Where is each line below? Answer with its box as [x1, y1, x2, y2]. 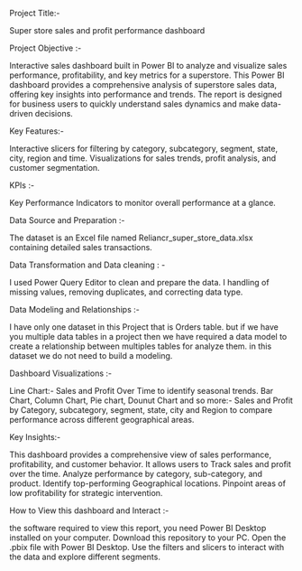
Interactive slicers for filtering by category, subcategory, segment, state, [9, 144, 278, 154]
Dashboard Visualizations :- [9, 368, 113, 379]
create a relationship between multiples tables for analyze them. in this [9, 341, 272, 351]
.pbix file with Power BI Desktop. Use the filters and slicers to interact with [9, 542, 285, 552]
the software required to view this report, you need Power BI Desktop [9, 523, 267, 533]
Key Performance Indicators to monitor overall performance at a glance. [9, 198, 277, 208]
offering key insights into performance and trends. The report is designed [9, 89, 282, 99]
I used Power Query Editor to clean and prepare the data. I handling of [9, 277, 270, 287]
